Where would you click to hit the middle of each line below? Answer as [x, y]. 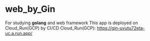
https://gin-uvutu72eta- [121, 28]
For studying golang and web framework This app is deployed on [72, 23]
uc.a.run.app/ [19, 33]
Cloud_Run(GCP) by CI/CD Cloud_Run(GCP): [51, 28]
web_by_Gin [30, 9]
